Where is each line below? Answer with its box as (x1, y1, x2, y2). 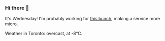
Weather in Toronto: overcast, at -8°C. (5, 31, 83, 37)
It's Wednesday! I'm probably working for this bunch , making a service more (5, 16, 160, 22)
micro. (5, 21, 18, 27)
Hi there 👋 (5, 4, 30, 11)
